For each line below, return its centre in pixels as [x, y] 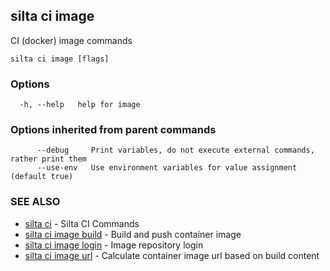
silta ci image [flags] [60, 59]
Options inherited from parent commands [113, 130]
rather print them [48, 159]
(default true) [42, 177]
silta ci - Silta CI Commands [82, 223]
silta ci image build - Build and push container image [133, 234]
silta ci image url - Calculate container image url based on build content [172, 255]
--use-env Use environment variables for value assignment [167, 168]
